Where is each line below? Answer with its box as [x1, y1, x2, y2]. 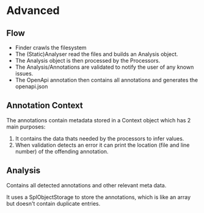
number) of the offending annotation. [15, 147, 109, 155]
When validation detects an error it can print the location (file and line [15, 141, 190, 148]
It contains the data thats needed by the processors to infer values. [15, 134, 184, 142]
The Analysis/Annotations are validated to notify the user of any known [15, 63, 194, 71]
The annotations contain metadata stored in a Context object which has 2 [6, 116, 191, 124]
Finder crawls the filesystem [15, 44, 87, 51]
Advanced [6, 4, 60, 18]
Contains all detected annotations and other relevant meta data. [6, 181, 167, 189]
